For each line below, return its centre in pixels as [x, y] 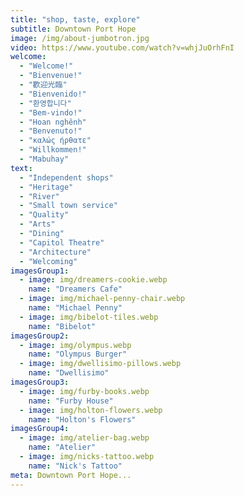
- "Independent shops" [66, 177]
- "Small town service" [68, 206]
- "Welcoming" [48, 261]
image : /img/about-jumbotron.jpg [80, 38]
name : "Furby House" [71, 401]
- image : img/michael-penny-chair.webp [102, 299]
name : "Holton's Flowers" [82, 419]
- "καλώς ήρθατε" [55, 141]
